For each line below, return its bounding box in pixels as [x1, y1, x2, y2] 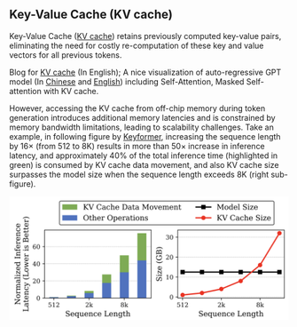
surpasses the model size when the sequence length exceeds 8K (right [9, 169, 270, 179]
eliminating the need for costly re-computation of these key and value [9, 40, 264, 51]
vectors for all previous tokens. [9, 49, 122, 60]
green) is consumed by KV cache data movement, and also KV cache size [9, 159, 279, 170]
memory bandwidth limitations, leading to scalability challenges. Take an [9, 122, 275, 132]
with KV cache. [43, 85, 99, 96]
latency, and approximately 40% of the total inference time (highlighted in [9, 150, 278, 161]
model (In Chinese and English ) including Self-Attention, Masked [9, 76, 245, 87]
